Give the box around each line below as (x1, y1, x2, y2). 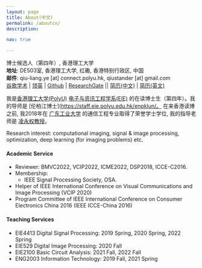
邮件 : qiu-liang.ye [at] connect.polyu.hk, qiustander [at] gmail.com (6, 74, 171, 82)
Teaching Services (6, 215, 54, 223)
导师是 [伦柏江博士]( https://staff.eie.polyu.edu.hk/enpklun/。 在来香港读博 (11, 102, 195, 109)
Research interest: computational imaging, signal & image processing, (6, 129, 180, 137)
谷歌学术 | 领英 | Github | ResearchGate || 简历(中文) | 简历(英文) (6, 82, 165, 90)
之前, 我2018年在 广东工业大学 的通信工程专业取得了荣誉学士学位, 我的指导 (6, 110, 191, 117)
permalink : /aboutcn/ (6, 20, 61, 26)
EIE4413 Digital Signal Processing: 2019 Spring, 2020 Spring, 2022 (14, 229, 181, 237)
